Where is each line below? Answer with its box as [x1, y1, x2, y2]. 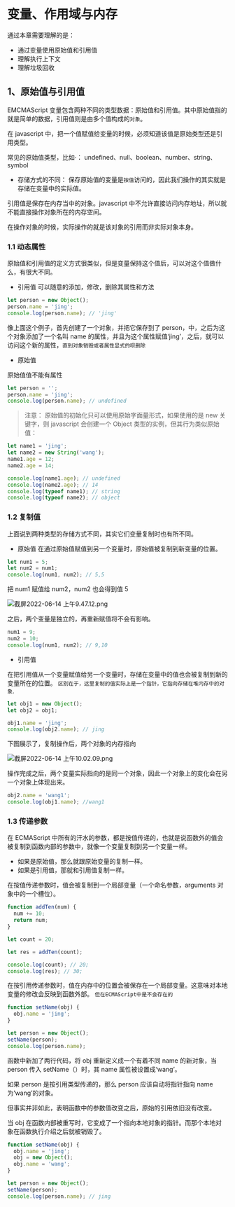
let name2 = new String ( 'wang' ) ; [7, 449, 105, 456]
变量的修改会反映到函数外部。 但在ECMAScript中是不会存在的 [7, 990, 173, 998]
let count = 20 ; [7, 936, 55, 943]
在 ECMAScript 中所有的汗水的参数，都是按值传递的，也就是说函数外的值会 [7, 834, 224, 842]
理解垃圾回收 [17, 63, 55, 71]
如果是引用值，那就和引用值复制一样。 [17, 866, 128, 874]
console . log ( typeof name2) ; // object [7, 495, 120, 502]
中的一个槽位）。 [13, 890, 59, 898]
